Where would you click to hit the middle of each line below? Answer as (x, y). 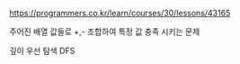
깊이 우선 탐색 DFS (42, 50)
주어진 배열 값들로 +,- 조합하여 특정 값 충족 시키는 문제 (105, 32)
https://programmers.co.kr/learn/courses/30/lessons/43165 (120, 13)
